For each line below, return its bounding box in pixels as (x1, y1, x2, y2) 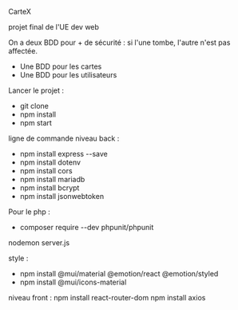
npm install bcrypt (19, 183, 80, 193)
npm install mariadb (19, 175, 85, 184)
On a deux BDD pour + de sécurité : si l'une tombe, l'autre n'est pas (8, 38, 231, 47)
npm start (19, 118, 52, 127)
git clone (19, 101, 50, 110)
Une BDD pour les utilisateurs (19, 70, 117, 79)
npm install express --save (19, 149, 108, 158)
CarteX (8, 7, 32, 16)
